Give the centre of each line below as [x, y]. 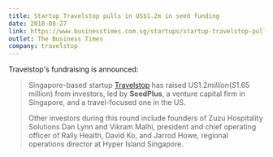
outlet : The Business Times [56, 39]
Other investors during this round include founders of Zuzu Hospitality [146, 118]
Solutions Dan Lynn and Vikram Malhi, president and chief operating [142, 127]
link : [17, 31]
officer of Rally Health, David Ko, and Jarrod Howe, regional [128, 136]
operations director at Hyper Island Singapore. [106, 144]
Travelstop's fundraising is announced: [74, 69]
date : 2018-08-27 [38, 24]
